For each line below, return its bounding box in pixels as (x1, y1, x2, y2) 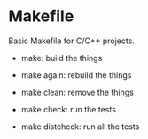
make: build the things (20, 52, 103, 63)
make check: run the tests (20, 104, 117, 114)
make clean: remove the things (20, 87, 134, 97)
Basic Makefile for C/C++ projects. (8, 35, 135, 46)
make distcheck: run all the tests (20, 121, 140, 132)
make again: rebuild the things (20, 69, 132, 81)
